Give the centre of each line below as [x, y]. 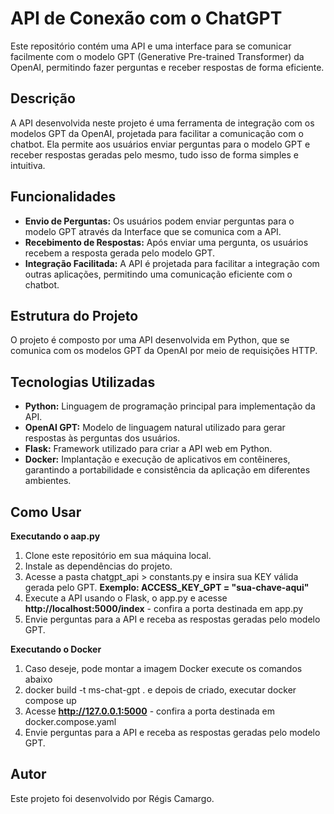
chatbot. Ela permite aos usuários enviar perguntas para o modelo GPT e [160, 144]
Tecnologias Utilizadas [83, 382]
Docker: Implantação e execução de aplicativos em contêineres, [157, 459]
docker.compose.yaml [70, 721]
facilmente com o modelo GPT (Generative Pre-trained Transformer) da [157, 56]
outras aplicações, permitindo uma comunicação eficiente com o [158, 274]
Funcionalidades [63, 197]
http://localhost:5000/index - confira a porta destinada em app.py [164, 608]
